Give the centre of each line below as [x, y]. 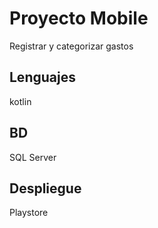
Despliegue [45, 188]
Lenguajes [42, 77]
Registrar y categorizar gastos [71, 46]
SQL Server [33, 157]
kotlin [20, 101]
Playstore [29, 213]
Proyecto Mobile [79, 18]
